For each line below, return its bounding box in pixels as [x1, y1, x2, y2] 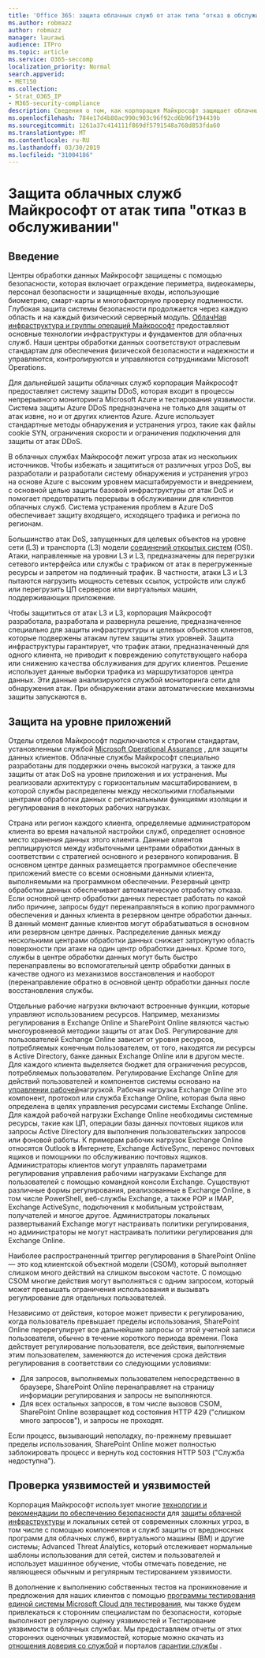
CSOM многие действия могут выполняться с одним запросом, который [8, 1276, 255, 1286]
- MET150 [8, 77, 37, 85]
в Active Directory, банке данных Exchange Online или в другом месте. [8, 1051, 244, 1061]
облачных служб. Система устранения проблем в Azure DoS [8, 502, 214, 512]
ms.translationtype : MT [8, 129, 87, 136]
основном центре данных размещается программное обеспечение [8, 861, 237, 870]
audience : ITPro [8, 41, 62, 49]
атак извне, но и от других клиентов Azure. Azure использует [8, 412, 215, 421]
